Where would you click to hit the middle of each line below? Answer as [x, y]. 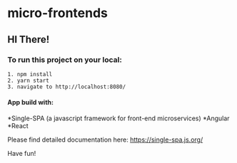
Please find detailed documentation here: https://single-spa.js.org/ [105, 140]
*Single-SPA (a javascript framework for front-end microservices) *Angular [118, 118]
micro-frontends [58, 13]
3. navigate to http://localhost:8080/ [67, 87]
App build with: [30, 102]
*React [18, 126]
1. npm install [30, 74]
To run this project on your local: [65, 60]
